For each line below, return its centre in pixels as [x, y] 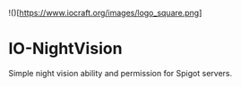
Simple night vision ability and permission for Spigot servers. [120, 73]
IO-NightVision [65, 49]
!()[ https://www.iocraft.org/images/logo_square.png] [105, 13]
